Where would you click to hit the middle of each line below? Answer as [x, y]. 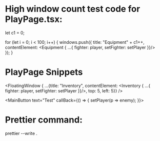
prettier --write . [21, 133]
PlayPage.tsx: [34, 19]
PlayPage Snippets [44, 72]
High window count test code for [73, 9]
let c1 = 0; [15, 33]
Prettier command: [44, 120]
